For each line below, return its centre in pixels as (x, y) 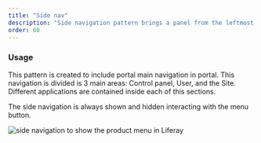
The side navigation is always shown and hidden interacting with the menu (129, 106)
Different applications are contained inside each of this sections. (112, 91)
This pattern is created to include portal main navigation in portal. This (121, 75)
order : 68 (24, 30)
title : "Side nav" (38, 15)
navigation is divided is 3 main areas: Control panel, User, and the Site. (122, 82)
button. (20, 115)
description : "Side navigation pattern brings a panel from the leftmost (131, 23)
